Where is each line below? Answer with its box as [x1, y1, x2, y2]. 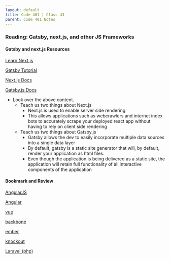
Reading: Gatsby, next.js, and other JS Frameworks [5, 33, 134, 40]
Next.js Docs [5, 77, 32, 83]
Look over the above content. [12, 97, 75, 103]
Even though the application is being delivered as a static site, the [27, 155, 165, 162]
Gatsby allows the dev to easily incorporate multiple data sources [27, 134, 165, 140]
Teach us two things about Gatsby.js [20, 128, 96, 135]
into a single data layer [27, 140, 75, 146]
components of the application [27, 166, 92, 172]
